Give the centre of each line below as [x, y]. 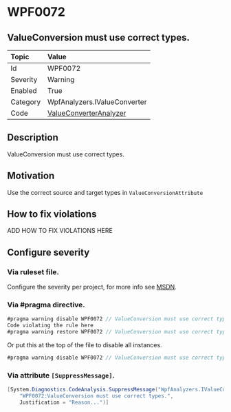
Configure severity [48, 252]
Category [26, 102]
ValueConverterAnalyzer [87, 113]
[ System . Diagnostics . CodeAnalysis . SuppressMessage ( [82, 390]
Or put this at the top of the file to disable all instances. [85, 345]
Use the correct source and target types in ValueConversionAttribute [105, 192]
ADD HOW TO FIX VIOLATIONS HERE [60, 231]
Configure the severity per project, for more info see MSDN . [92, 287]
